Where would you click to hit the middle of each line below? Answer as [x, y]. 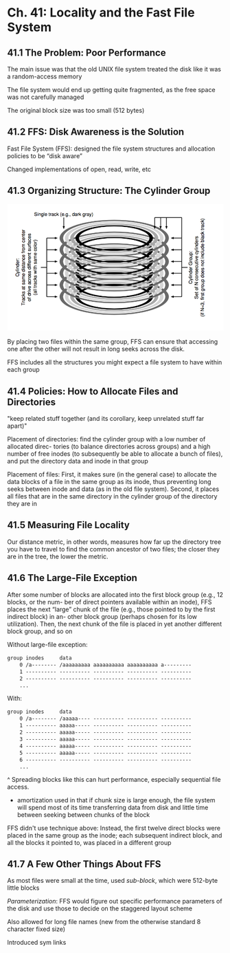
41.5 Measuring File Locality [69, 525]
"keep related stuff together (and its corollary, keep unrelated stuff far [106, 419]
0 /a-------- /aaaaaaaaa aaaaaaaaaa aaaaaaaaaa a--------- [106, 665]
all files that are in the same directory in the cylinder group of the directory [112, 496]
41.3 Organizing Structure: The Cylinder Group [109, 191]
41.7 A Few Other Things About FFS [84, 864]
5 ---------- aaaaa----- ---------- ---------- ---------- [106, 753]
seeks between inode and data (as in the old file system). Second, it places [113, 489]
